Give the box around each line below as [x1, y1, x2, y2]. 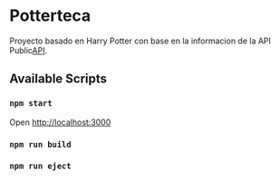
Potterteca [9, 5, 92, 26]
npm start [9, 99, 53, 109]
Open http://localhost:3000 [9, 117, 111, 128]
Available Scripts [9, 71, 107, 87]
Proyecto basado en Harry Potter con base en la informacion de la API [9, 35, 272, 46]
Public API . [9, 44, 48, 55]
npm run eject [9, 161, 72, 172]
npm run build [9, 139, 72, 149]
